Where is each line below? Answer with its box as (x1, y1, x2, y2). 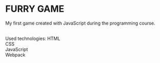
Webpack (5, 52, 26, 58)
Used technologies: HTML (5, 35, 60, 41)
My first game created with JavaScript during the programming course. (5, 20, 155, 26)
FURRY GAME (5, 3, 65, 15)
